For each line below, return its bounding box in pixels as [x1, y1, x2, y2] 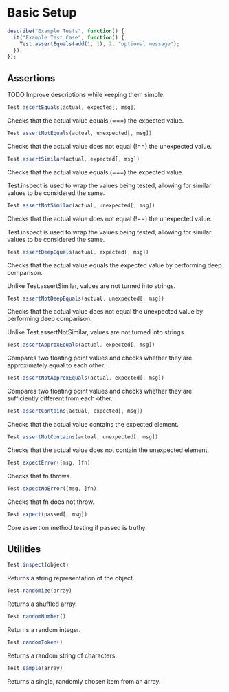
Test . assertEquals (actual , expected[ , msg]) [7, 104, 137, 111]
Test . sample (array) [7, 664, 63, 671]
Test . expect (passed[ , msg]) [7, 511, 88, 518]
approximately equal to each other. [7, 361, 106, 369]
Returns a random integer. [7, 625, 81, 633]
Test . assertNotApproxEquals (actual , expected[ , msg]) [7, 374, 165, 382]
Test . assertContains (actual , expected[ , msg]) [7, 408, 143, 415]
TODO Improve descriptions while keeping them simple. [7, 91, 165, 99]
